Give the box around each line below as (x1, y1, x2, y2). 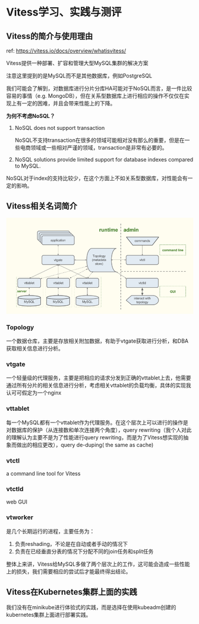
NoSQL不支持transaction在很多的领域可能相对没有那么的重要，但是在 (14, 136, 185, 144)
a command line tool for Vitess (6, 470, 81, 477)
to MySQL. (14, 162, 41, 169)
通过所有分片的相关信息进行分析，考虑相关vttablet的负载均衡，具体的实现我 (6, 382, 191, 389)
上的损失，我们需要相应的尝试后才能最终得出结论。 (6, 567, 131, 575)
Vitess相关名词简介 (6, 201, 77, 212)
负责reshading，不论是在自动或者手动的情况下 (14, 540, 128, 547)
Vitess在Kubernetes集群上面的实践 (6, 587, 138, 597)
